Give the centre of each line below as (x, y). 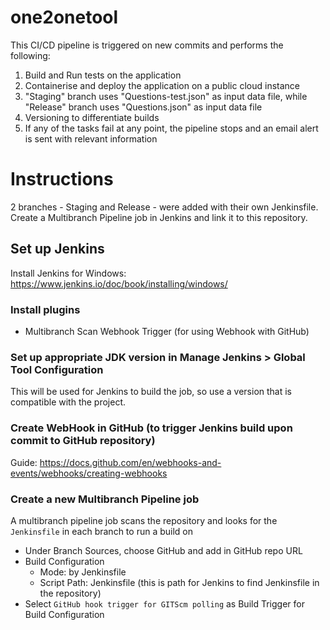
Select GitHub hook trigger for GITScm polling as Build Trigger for (164, 603)
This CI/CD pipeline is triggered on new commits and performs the (147, 45)
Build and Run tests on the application (103, 75)
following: (30, 55)
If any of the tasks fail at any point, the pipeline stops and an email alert (171, 128)
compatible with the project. (68, 402)
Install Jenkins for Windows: (68, 273)
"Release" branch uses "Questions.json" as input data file (143, 107)
